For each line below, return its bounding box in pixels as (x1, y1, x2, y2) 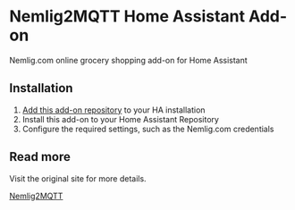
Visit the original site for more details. (9, 172, 147, 184)
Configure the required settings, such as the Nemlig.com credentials (21, 123, 274, 134)
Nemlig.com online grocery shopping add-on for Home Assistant (9, 55, 248, 65)
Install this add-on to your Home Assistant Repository (21, 113, 219, 124)
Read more (9, 149, 72, 164)
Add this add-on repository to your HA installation (21, 105, 206, 115)
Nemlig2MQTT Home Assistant (9, 6, 246, 27)
